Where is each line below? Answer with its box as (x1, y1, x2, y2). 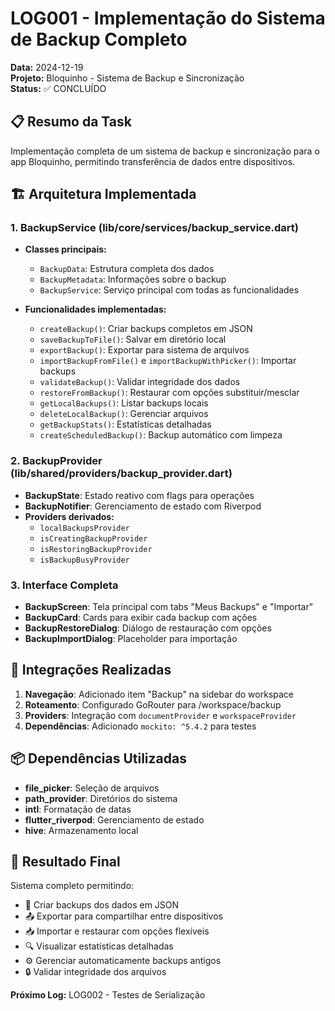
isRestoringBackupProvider (39, 544, 153, 554)
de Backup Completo (10, 28, 188, 51)
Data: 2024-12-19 (10, 61, 84, 73)
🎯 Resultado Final (10, 853, 121, 871)
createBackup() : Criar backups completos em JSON (39, 323, 253, 335)
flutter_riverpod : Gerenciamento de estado (24, 813, 205, 826)
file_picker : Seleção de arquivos (24, 782, 160, 794)
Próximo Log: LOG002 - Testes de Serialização (10, 989, 206, 1001)
